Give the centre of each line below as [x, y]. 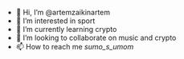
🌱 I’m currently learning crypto [66, 29]
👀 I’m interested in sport [55, 21]
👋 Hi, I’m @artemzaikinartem [63, 12]
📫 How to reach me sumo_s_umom [75, 47]
